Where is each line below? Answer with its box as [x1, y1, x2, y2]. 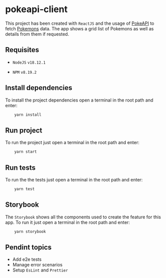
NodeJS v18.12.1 [12, 60, 46, 65]
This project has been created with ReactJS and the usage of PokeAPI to [5, 20, 154, 26]
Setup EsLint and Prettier [12, 267, 68, 273]
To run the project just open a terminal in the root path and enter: [5, 140, 140, 146]
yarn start [14, 149, 37, 155]
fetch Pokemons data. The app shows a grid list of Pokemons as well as [5, 25, 154, 31]
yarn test [14, 186, 35, 192]
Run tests [5, 163, 36, 172]
